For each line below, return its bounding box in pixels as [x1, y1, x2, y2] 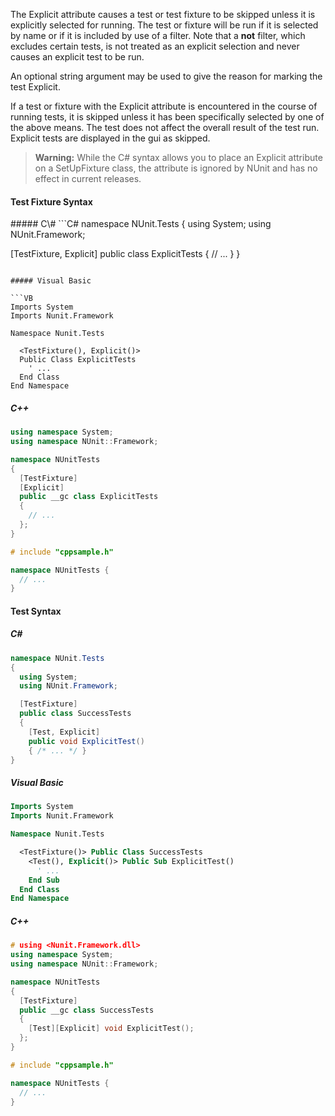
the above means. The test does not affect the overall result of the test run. [10, 122, 320, 133]
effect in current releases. [34, 173, 142, 184]
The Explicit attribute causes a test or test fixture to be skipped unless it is [10, 9, 316, 20]
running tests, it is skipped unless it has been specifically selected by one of [10, 111, 325, 123]
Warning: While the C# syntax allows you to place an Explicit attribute [34, 152, 323, 163]
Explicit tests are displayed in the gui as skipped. [10, 132, 211, 144]
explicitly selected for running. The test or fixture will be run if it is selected [10, 19, 319, 31]
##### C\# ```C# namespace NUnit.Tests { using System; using [10, 218, 272, 230]
